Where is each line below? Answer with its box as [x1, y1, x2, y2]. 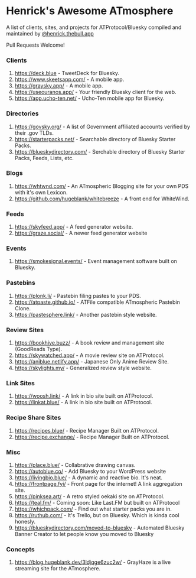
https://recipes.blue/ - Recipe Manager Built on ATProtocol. [14, 427, 159, 434]
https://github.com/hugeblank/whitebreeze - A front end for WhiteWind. [14, 195, 190, 202]
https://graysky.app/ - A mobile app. [14, 82, 103, 89]
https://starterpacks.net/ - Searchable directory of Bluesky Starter [14, 135, 176, 142]
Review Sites [6, 326, 44, 334]
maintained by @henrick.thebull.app [6, 30, 94, 37]
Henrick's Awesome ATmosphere [6, 4, 174, 18]
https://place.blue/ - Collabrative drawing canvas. [14, 461, 136, 468]
